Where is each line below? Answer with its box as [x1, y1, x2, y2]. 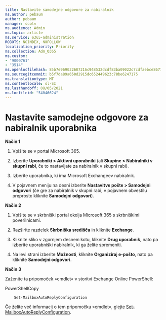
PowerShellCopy [5, 286, 39, 292]
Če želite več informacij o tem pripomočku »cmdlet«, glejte [5, 304, 125, 310]
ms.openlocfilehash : [5, 67, 48, 72]
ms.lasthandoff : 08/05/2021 [5, 85, 63, 91]
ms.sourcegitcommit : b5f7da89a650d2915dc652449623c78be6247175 [5, 72, 138, 77]
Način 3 [5, 266, 21, 272]
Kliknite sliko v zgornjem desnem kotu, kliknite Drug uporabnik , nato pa [12, 237, 158, 243]
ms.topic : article [5, 30, 43, 35]
